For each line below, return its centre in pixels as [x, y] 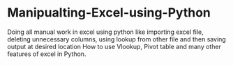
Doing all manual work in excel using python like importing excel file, [105, 32]
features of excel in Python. [47, 54]
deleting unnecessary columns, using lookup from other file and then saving [117, 39]
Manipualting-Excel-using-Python [109, 13]
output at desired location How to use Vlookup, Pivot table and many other [114, 46]
